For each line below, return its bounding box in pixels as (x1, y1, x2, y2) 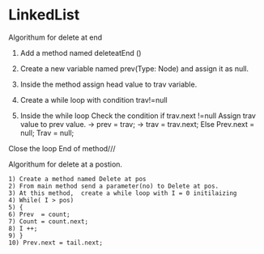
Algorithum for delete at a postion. (8, 159, 123, 169)
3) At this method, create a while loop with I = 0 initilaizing (8, 188, 237, 197)
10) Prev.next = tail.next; (8, 239, 104, 247)
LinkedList (8, 6, 80, 24)
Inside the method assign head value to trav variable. (19, 79, 198, 89)
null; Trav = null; (19, 128, 75, 138)
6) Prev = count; (8, 210, 70, 218)
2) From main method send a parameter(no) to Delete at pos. (8, 182, 219, 190)
